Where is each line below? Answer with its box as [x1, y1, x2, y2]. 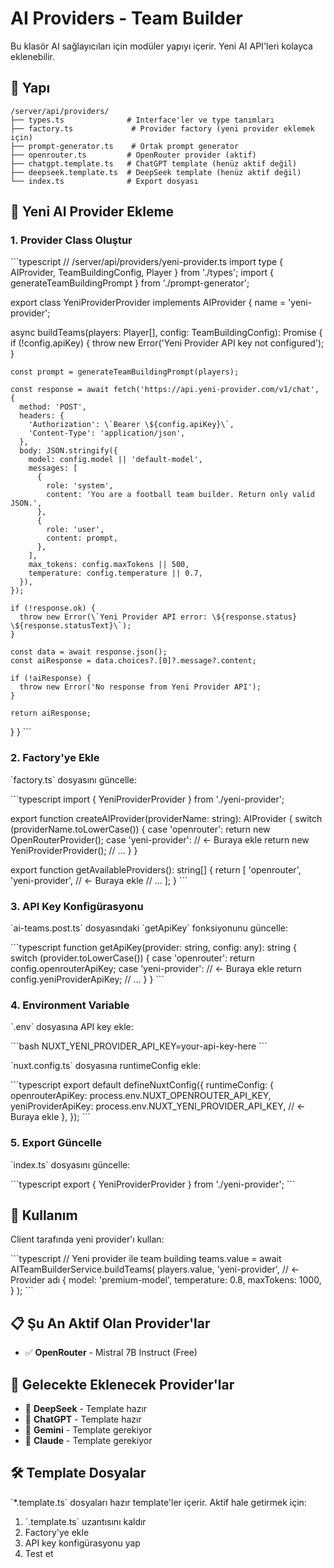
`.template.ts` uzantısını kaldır [24, 1515, 147, 1527]
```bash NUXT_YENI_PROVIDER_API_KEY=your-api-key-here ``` [10, 1040, 268, 1052]
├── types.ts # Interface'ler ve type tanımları [10, 115, 275, 125]
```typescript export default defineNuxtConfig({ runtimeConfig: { [10, 1079, 275, 1091]
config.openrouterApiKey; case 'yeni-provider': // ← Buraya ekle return [10, 963, 302, 975]
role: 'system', [46, 481, 114, 491]
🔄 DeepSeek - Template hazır [24, 1403, 148, 1415]
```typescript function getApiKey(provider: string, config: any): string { [10, 942, 298, 954]
